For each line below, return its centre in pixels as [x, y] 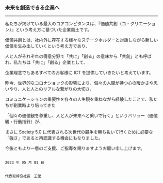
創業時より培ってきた [34, 106]
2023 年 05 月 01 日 [25, 163]
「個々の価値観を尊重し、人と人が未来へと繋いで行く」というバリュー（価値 [81, 116]
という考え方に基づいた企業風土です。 [54, 30]
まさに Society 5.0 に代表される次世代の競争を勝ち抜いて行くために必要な [79, 132]
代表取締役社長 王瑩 [23, 176]
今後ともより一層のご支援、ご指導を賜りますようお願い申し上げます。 [75, 148]
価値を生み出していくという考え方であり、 [47, 46]
